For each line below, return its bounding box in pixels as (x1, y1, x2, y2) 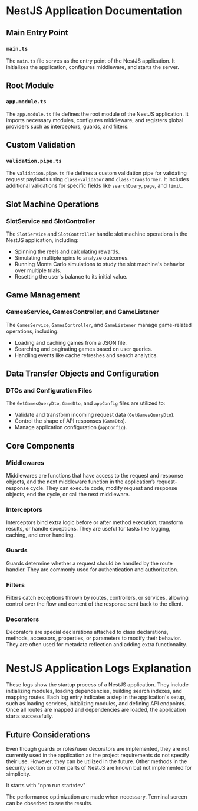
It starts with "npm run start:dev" (6, 781, 86, 789)
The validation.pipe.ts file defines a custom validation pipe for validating (6, 169, 187, 176)
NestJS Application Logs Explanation (6, 662, 192, 675)
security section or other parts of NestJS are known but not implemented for (6, 764, 192, 771)
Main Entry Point (6, 28, 69, 38)
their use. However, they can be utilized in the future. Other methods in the (6, 757, 187, 765)
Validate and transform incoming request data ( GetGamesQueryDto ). (14, 411, 175, 418)
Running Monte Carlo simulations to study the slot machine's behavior (14, 260, 185, 267)
